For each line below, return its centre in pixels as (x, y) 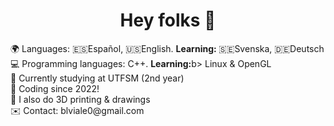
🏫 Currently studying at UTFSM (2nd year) (97, 78)
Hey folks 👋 (168, 20)
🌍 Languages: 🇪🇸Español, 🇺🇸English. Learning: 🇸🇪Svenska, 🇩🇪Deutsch (167, 48)
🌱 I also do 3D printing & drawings (80, 99)
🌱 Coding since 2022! (55, 88)
